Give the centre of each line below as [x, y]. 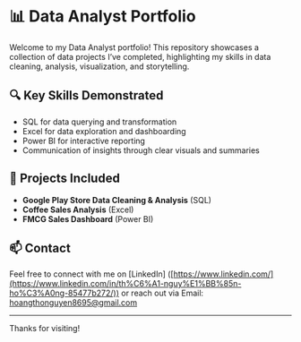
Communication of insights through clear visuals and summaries [141, 150]
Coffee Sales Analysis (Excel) [78, 209]
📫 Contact [40, 248]
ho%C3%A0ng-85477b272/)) [64, 293]
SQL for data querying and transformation [99, 122]
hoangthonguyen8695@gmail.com [73, 303]
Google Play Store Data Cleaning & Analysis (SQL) [117, 200]
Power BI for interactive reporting [84, 141]
